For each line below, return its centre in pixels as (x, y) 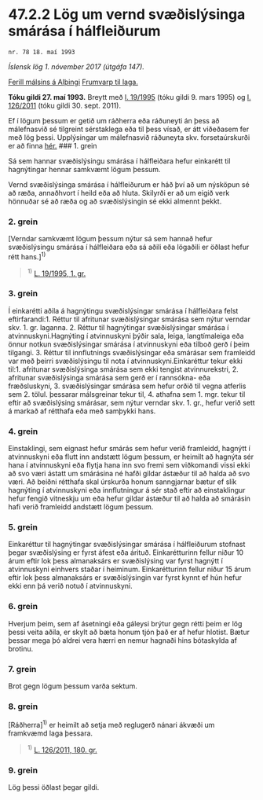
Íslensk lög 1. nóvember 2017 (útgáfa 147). (77, 66)
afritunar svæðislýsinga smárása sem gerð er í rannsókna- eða (109, 377)
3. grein (23, 294)
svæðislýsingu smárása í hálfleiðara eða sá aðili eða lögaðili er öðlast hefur (129, 247)
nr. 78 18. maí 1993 (42, 52)
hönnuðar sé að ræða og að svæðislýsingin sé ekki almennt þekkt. (115, 201)
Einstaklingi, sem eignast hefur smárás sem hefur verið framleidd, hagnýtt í (130, 449)
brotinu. (21, 648)
